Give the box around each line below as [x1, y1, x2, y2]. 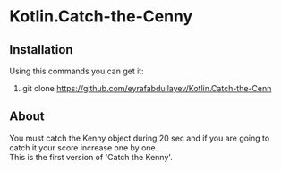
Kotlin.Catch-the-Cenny [9, 6, 193, 27]
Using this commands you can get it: [9, 65, 145, 76]
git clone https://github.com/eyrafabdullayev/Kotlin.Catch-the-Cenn [21, 83, 272, 93]
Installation [9, 42, 73, 57]
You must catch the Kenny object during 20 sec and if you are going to [9, 133, 270, 143]
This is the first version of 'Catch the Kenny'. [9, 151, 173, 162]
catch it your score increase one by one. [9, 141, 158, 153]
